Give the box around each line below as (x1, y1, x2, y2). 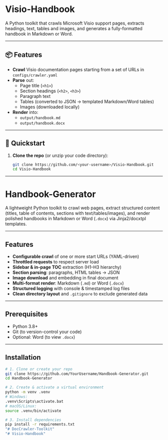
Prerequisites (5, 310, 48, 319)
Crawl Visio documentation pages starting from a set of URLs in (12, 66, 144, 72)
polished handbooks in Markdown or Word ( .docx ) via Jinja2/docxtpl (5, 216, 146, 222)
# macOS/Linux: (5, 403, 37, 408)
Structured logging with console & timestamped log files (12, 285, 130, 291)
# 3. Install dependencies (5, 417, 61, 422)
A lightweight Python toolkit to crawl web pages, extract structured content (5, 205, 160, 211)
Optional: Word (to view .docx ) (12, 334, 75, 340)
